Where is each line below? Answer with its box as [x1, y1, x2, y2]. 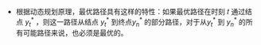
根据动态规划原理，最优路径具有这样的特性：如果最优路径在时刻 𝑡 [15, 7, 229, 16]
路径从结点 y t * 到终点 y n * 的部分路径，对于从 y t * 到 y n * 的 [63, 16, 247, 28]
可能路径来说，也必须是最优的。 [22, 28, 128, 38]
